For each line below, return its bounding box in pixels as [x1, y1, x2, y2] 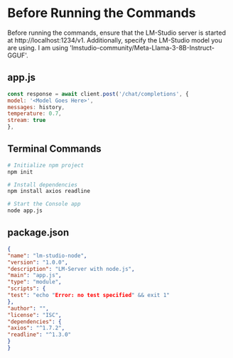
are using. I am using [7, 43, 69, 52]
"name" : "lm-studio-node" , [7, 252, 87, 259]
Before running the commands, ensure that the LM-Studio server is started [7, 28, 226, 37]
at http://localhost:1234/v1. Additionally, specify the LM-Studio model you [7, 35, 222, 44]
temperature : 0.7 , [7, 110, 62, 118]
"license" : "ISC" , [7, 311, 62, 318]
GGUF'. [7, 51, 28, 60]
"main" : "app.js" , [7, 272, 62, 279]
